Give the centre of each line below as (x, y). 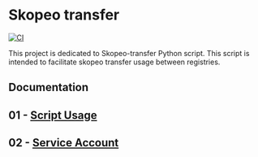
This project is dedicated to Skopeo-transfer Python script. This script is (129, 53)
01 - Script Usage (53, 115)
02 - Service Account (64, 143)
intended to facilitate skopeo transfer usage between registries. (114, 62)
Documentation (49, 87)
